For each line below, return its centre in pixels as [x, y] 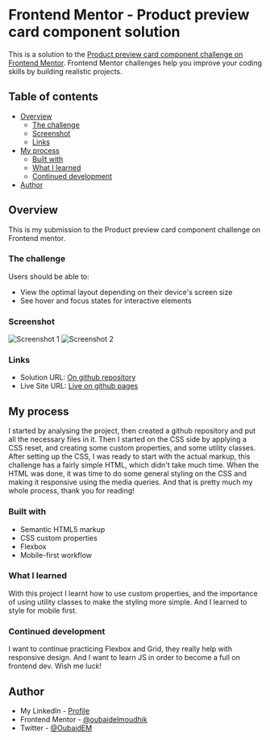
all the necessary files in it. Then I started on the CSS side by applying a [128, 439]
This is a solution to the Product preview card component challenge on [126, 54]
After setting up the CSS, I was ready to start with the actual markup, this [129, 456]
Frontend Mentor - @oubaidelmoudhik [83, 719]
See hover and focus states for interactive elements [106, 301]
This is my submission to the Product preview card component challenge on [134, 229]
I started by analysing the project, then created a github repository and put [132, 431]
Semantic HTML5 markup [62, 529]
